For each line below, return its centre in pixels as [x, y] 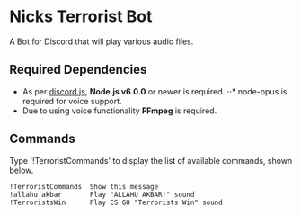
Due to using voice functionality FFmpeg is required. [120, 111]
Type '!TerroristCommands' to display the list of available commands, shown [151, 160]
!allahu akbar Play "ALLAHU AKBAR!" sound [102, 194]
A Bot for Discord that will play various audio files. [102, 41]
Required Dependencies [78, 70]
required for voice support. [72, 101]
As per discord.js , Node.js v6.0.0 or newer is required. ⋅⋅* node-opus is [155, 91]
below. [22, 170]
